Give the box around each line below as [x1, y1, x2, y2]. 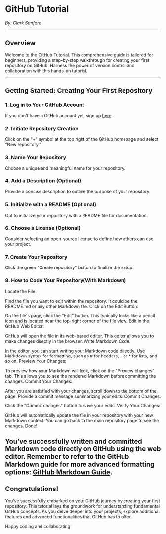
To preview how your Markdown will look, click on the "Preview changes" [5, 367, 155, 374]
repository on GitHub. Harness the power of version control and [5, 62, 135, 68]
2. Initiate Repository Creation [5, 125, 79, 132]
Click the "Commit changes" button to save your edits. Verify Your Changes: [5, 402, 161, 408]
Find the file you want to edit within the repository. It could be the [5, 298, 138, 304]
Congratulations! [5, 485, 59, 493]
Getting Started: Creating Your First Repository [5, 87, 153, 95]
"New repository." [5, 141, 41, 147]
